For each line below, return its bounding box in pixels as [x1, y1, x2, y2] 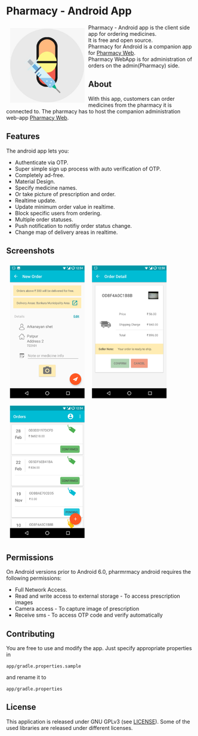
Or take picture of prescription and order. [14, 190, 116, 197]
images [14, 599, 33, 606]
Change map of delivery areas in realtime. [14, 228, 118, 236]
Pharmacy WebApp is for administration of [88, 55, 193, 63]
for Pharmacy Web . [88, 49, 136, 56]
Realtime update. [14, 197, 57, 204]
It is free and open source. [88, 36, 153, 44]
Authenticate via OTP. [14, 159, 69, 166]
